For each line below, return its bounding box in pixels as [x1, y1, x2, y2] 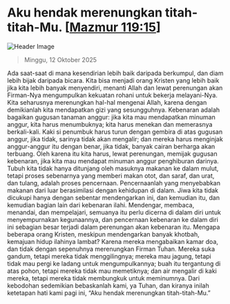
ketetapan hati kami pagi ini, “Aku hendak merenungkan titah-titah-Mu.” [7, 288, 211, 297]
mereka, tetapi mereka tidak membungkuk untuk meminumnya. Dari [7, 274, 200, 282]
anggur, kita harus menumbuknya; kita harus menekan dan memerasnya [7, 120, 213, 128]
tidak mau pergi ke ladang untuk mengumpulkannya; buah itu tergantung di [7, 259, 221, 267]
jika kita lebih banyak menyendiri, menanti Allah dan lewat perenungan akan [7, 83, 223, 92]
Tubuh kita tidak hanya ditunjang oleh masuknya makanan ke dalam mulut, [7, 164, 219, 172]
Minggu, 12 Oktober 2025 [23, 55, 97, 63]
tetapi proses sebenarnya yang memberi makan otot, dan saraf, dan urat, [7, 171, 215, 180]
